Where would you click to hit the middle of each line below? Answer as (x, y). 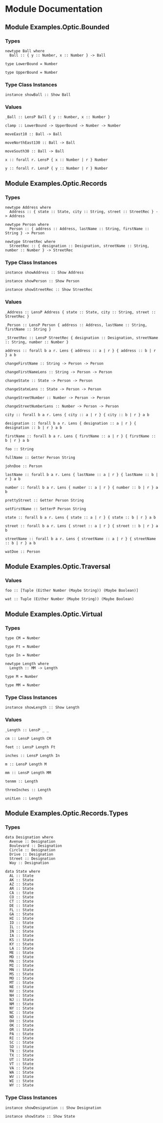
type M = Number (21, 677)
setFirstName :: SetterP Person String (46, 509)
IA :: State (22, 936)
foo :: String (20, 449)
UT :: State (22, 1060)
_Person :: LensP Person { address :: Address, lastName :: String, (76, 325)
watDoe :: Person (23, 551)
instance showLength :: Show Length (42, 708)
